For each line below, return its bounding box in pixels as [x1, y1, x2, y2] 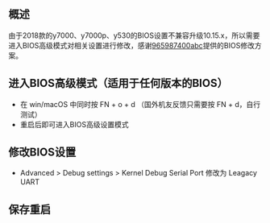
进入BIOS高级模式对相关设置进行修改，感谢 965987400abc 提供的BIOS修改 [8, 40, 255, 50]
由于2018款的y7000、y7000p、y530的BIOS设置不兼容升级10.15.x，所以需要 [8, 31, 260, 40]
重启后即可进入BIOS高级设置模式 [19, 119, 129, 129]
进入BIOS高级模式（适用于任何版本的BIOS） [8, 76, 228, 90]
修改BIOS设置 [8, 146, 77, 159]
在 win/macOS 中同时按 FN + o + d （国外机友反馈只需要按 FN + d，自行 [19, 99, 261, 109]
